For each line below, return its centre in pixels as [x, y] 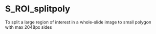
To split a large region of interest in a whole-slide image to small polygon [78, 22]
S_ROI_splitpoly [38, 9]
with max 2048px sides [29, 27]
